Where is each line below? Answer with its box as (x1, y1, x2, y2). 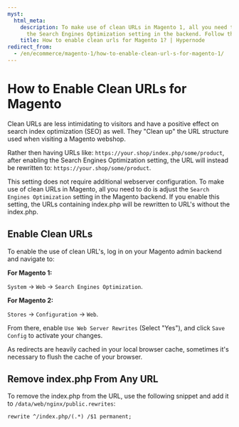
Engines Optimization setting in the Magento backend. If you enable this (7, 192, 220, 201)
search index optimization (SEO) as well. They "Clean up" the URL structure (7, 127, 229, 135)
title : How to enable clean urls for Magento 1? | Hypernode (20, 37, 205, 44)
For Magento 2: (7, 296, 53, 305)
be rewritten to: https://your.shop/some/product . (7, 163, 152, 172)
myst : (7, 10, 23, 18)
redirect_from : (7, 43, 53, 51)
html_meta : (14, 17, 46, 24)
